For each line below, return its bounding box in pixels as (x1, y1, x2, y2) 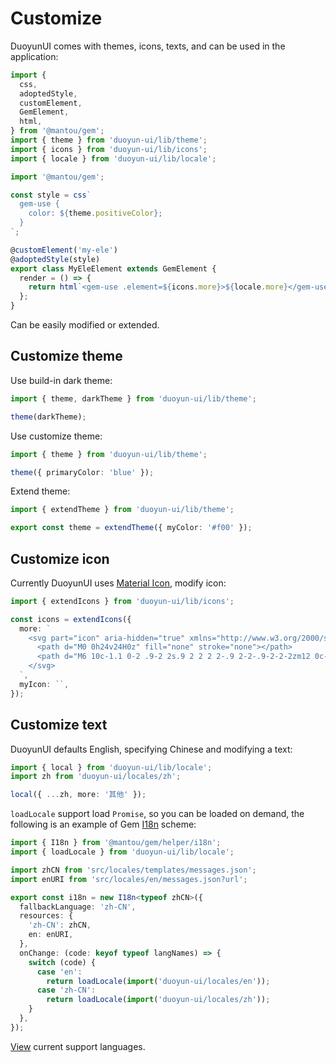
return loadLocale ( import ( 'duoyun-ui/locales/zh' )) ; (46, 995, 271, 1005)
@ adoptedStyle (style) (10, 254, 101, 264)
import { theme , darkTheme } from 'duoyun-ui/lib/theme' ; (10, 393, 257, 404)
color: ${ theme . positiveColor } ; (28, 208, 163, 219)
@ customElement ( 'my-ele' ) (10, 245, 118, 255)
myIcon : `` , (19, 679, 70, 689)
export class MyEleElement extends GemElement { (10, 263, 217, 274)
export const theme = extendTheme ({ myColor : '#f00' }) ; (10, 523, 253, 533)
